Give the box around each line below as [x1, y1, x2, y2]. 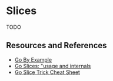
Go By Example [14, 56, 52, 63]
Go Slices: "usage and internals [14, 62, 91, 69]
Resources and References [6, 41, 107, 50]
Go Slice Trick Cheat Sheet [14, 69, 81, 76]
